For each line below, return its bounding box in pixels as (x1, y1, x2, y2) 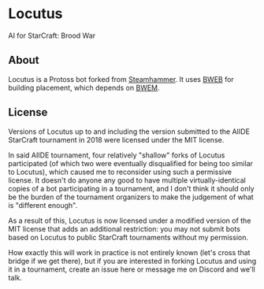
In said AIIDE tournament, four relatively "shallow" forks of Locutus (8, 150, 225, 160)
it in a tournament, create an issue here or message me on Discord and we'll (8, 265, 256, 274)
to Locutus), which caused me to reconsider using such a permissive (8, 167, 232, 176)
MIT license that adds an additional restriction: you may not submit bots (8, 224, 240, 233)
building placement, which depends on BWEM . (8, 83, 160, 92)
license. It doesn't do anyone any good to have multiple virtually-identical (8, 175, 246, 185)
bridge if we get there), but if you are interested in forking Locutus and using (8, 256, 257, 265)
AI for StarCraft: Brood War (8, 31, 96, 40)
